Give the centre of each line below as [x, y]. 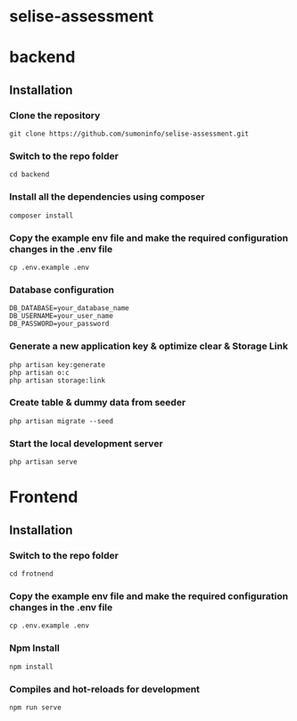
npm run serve [36, 707]
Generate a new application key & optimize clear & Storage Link [148, 347]
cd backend [29, 175]
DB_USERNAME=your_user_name [62, 316]
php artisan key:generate [57, 365]
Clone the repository [55, 115]
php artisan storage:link [57, 381]
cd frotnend [31, 574]
